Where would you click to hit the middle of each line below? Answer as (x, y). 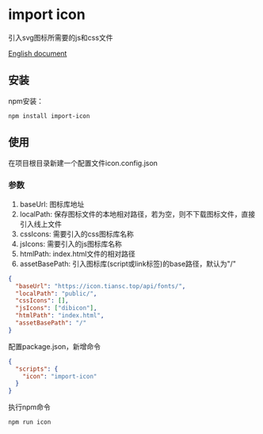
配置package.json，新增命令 (55, 346)
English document (38, 53)
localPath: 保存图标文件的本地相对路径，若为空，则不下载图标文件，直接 (137, 214)
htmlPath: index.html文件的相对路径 (78, 253)
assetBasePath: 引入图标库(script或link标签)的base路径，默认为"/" (128, 263)
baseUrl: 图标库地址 (52, 204)
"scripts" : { (37, 369)
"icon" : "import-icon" (60, 376)
